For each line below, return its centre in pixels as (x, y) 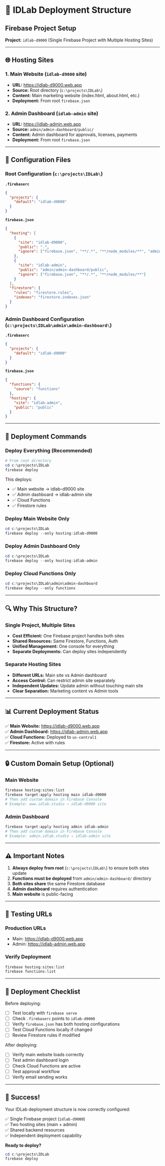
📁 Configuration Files (38, 160)
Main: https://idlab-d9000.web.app (48, 939)
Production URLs (26, 928)
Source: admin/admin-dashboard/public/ (53, 129)
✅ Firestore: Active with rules (35, 742)
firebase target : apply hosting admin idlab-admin (57, 827)
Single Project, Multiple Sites (40, 625)
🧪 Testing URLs (29, 914)
